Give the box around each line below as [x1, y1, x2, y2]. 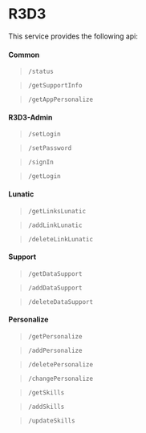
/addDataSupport [27, 284, 83, 292]
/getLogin [27, 172, 62, 180]
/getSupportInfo [27, 82, 83, 90]
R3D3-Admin [8, 112, 53, 122]
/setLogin [27, 130, 62, 139]
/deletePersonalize [27, 360, 94, 369]
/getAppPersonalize [27, 95, 94, 104]
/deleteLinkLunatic [27, 235, 94, 243]
